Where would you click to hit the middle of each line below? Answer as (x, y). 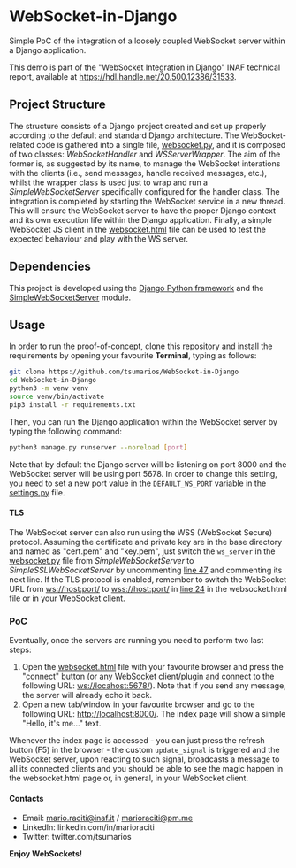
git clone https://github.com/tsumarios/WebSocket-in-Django (124, 372)
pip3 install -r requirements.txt (73, 404)
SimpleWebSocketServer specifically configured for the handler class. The (144, 191)
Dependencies (50, 267)
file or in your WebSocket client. (67, 598)
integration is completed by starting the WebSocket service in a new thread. (147, 201)
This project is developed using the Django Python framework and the (137, 288)
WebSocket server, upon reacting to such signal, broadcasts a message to (144, 759)
